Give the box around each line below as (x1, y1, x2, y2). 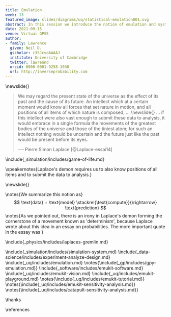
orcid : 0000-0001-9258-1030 (10, 64, 70, 69)
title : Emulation (5, 7, 42, 13)
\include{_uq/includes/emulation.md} (5, 260, 83, 265)
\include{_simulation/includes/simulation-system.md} (5, 249, 117, 255)
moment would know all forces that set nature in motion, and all (17, 104, 151, 110)
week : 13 (5, 12, 24, 17)
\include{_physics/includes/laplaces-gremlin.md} (5, 239, 108, 245)
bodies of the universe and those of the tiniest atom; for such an (17, 126, 153, 132)
